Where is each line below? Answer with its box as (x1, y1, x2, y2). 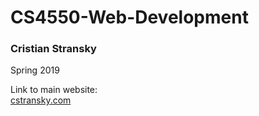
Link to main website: (10, 84, 98, 96)
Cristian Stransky (10, 42, 97, 56)
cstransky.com (10, 94, 72, 106)
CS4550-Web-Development (10, 6, 249, 29)
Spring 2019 (10, 64, 60, 76)
